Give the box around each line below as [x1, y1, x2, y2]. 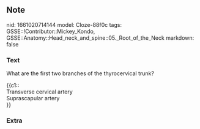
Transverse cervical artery [6, 88, 73, 95]
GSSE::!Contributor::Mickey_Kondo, [6, 28, 95, 35]
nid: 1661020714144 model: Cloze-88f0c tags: [6, 21, 122, 28]
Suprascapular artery [6, 95, 60, 102]
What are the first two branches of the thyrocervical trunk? [6, 70, 155, 77]
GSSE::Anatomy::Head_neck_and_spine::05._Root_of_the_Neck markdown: [6, 34, 194, 42]
